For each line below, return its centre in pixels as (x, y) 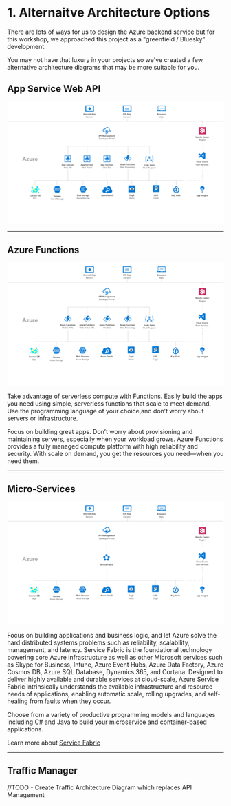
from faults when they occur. (70, 701)
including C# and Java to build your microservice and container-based (107, 722)
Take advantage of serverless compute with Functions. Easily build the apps (115, 396)
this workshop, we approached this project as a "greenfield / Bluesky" (106, 39)
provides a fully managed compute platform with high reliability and (102, 446)
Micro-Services (41, 489)
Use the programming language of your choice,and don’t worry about (106, 411)
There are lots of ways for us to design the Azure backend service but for (111, 32)
